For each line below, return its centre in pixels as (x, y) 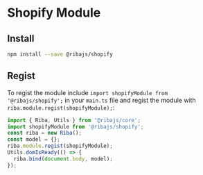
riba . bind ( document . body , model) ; (63, 159)
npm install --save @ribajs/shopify (60, 54)
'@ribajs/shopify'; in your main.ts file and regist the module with (101, 100)
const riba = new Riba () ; (44, 133)
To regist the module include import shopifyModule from (88, 92)
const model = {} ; (34, 140)
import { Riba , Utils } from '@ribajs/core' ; (74, 120)
